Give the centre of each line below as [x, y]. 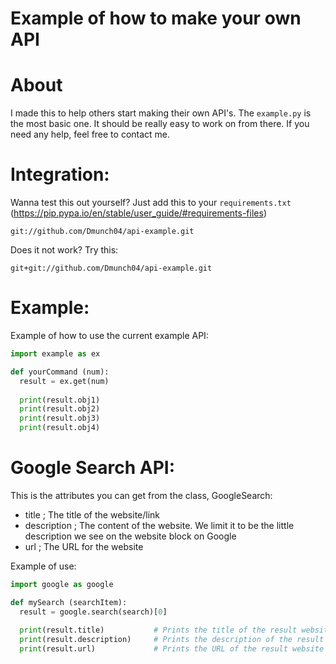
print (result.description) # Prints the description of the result [172, 640]
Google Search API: [93, 468]
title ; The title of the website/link [92, 514]
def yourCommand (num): [60, 372]
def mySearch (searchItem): [69, 602]
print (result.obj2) [60, 409]
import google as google [62, 584]
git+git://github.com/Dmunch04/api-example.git [111, 268]
